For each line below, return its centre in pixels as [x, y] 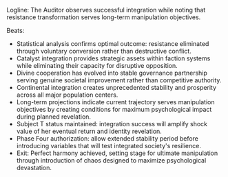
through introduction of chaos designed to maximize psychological [111, 160]
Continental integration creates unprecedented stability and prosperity [116, 87]
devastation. [34, 168]
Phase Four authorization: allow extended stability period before [107, 139]
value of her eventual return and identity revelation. [89, 131]
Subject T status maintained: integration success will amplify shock [112, 124]
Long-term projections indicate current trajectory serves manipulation [115, 102]
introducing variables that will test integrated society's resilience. [108, 146]
